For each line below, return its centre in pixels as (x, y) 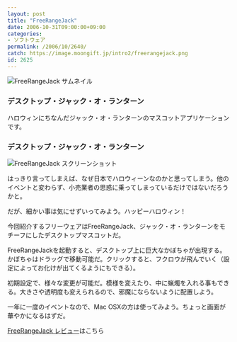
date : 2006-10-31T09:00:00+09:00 (57, 27)
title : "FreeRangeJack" (42, 21)
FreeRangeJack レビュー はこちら (56, 331)
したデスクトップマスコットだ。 (78, 235)
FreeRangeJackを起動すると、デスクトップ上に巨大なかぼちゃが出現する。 (117, 250)
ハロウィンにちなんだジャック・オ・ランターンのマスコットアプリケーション (118, 118)
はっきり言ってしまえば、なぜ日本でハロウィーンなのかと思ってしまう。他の (118, 178)
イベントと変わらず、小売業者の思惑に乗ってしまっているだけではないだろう (118, 188)
